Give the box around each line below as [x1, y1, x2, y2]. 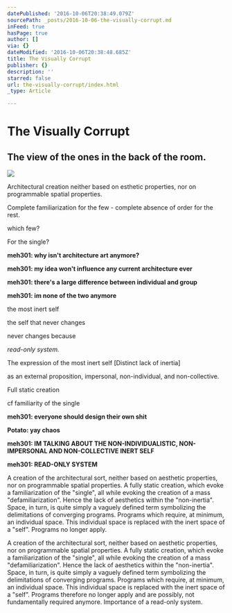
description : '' [7, 68, 54, 75]
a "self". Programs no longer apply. [7, 526, 107, 534]
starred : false [7, 74, 51, 82]
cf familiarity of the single [7, 399, 80, 408]
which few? [7, 224, 40, 233]
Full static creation [7, 386, 60, 394]
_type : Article [7, 87, 51, 94]
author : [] [7, 36, 39, 43]
